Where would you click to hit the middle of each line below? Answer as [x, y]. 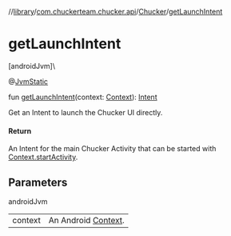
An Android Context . [87, 220]
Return [20, 130]
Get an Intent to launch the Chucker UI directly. [86, 112]
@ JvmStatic [28, 81]
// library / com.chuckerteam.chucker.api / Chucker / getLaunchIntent [115, 12]
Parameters [38, 182]
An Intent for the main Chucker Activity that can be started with [112, 149]
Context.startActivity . [43, 157]
